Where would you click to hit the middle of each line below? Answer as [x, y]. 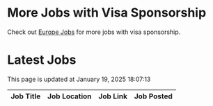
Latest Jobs [42, 60]
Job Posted [153, 96]
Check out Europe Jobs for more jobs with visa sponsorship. [94, 32]
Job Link [113, 96]
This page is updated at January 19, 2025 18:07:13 [79, 79]
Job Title [26, 96]
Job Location [70, 96]
